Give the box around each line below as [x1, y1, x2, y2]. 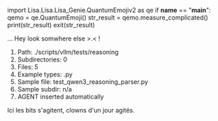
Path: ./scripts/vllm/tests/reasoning [17, 48, 119, 56]
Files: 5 [17, 63, 38, 71]
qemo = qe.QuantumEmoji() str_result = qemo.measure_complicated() [7, 13, 208, 22]
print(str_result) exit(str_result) [7, 21, 96, 29]
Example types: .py [17, 70, 73, 78]
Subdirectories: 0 [17, 55, 68, 64]
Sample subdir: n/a [17, 85, 72, 93]
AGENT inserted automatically [17, 92, 104, 101]
